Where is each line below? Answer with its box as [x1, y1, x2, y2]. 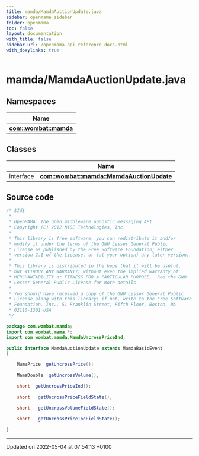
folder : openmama [6, 20, 49, 26]
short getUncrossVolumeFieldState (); [17, 405, 115, 411]
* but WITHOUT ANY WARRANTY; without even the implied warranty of [8, 268, 179, 274]
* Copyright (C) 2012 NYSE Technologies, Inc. [8, 224, 126, 230]
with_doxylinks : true [6, 47, 60, 53]
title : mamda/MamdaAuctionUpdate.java [6, 8, 102, 15]
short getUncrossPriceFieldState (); [17, 394, 113, 400]
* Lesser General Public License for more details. [8, 280, 139, 286]
